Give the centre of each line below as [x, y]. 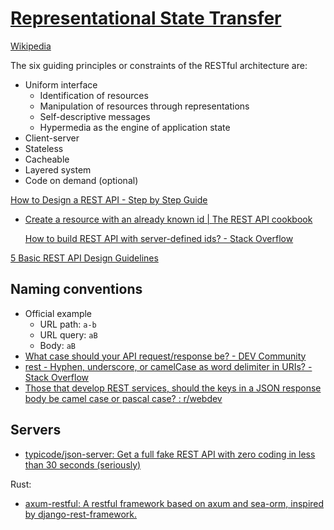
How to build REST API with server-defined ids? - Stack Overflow [159, 238]
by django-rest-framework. [81, 514]
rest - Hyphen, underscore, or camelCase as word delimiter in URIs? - [168, 366]
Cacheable [47, 159]
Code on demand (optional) [81, 180]
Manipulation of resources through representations [144, 106]
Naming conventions [76, 289]
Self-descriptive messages [95, 116]
